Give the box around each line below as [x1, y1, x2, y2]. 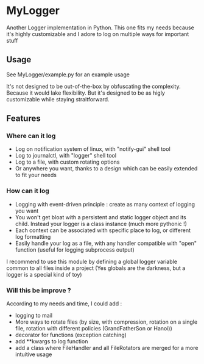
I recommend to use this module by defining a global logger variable [6, 258, 178, 265]
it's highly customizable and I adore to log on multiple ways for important [6, 30, 189, 37]
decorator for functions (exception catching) [15, 331, 127, 339]
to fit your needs [15, 172, 57, 179]
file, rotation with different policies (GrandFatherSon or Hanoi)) [15, 325, 172, 332]
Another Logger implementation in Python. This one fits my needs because [6, 24, 195, 31]
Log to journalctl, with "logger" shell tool [15, 152, 117, 159]
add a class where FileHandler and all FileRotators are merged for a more [15, 344, 199, 352]
